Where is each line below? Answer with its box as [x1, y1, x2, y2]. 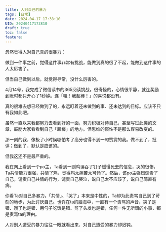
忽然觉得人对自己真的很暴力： [5, 49, 66, 55]
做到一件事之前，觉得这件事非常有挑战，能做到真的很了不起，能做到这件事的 [5, 59, 161, 65]
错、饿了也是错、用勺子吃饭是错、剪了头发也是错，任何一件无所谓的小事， [5, 205, 157, 211]
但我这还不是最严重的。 [5, 153, 53, 159]
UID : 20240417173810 [5, 21, 48, 26]
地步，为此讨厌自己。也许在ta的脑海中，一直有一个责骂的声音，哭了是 [13, 198, 157, 205]
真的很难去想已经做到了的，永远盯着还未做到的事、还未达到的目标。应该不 [5, 103, 157, 109]
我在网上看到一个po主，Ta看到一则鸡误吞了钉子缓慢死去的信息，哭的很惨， [5, 163, 158, 169]
